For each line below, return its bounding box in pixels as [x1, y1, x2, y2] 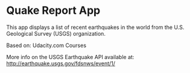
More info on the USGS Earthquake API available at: [6, 53, 135, 60]
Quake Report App [6, 4, 101, 17]
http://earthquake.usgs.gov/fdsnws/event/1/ [6, 60, 116, 67]
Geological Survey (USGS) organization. [6, 30, 106, 37]
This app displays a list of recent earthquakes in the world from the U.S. [6, 24, 185, 31]
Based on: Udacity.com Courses [6, 42, 86, 49]
